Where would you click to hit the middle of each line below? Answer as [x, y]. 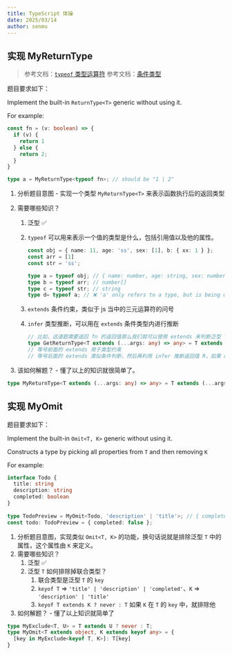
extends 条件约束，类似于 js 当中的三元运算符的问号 [101, 309]
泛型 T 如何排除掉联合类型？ [67, 571]
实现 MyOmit [35, 407]
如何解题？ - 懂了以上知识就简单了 [66, 613]
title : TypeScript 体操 [40, 13]
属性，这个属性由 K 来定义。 [57, 545]
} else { [26, 148]
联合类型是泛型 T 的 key [71, 580]
